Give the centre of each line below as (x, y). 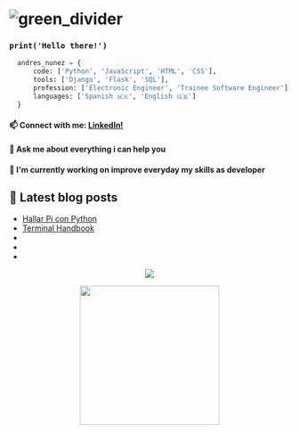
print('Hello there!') (58, 46)
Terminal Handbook (58, 228)
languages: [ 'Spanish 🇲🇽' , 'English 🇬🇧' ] (114, 96)
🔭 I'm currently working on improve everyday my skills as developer (137, 169)
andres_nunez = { (49, 63)
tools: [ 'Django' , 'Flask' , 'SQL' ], (101, 80)
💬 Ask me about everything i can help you (88, 149)
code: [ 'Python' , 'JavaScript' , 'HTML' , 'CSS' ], (125, 71)
